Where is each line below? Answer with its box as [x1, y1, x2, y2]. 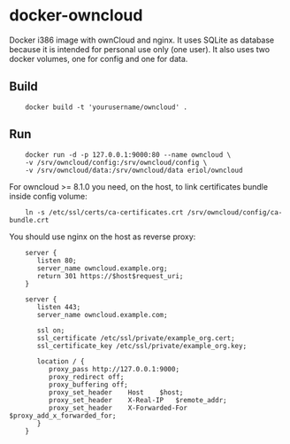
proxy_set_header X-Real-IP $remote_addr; [48, 395, 227, 404]
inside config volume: [9, 191, 88, 201]
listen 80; [36, 256, 77, 265]
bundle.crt [9, 215, 50, 224]
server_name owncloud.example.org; [36, 263, 168, 273]
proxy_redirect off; [48, 372, 125, 381]
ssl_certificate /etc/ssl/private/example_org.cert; [36, 333, 236, 342]
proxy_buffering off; [48, 380, 128, 389]
